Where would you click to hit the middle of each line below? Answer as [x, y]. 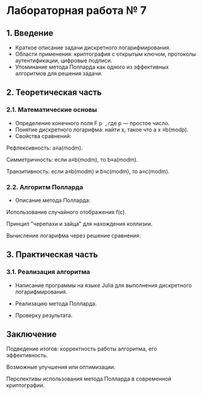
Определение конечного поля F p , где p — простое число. [92, 123]
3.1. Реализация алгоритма [48, 272]
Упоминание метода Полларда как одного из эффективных [92, 67]
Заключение [32, 335]
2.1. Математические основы [52, 110]
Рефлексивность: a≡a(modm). [45, 148]
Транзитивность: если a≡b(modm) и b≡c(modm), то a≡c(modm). [88, 171]
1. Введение [30, 33]
